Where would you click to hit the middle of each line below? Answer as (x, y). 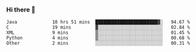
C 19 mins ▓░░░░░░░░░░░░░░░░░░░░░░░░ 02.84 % (98, 28)
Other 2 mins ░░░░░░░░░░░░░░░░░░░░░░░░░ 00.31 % (98, 44)
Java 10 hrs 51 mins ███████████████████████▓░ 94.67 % (98, 22)
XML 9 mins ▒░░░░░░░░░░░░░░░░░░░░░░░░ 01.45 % (98, 33)
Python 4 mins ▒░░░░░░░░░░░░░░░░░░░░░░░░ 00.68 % (98, 38)
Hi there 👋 (21, 10)
